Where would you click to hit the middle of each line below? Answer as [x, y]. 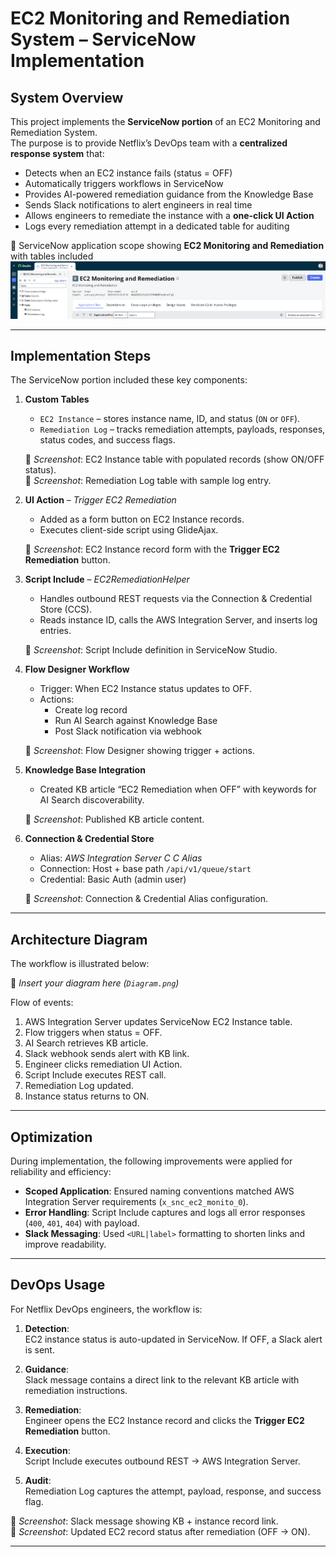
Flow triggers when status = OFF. [93, 1033]
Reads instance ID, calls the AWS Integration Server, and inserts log [178, 620]
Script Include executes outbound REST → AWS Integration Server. [162, 1461]
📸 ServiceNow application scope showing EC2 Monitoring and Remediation [167, 245]
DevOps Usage [58, 1285]
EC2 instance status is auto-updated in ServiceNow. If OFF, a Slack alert [173, 1339]
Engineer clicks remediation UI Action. [103, 1064]
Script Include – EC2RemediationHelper [107, 579]
